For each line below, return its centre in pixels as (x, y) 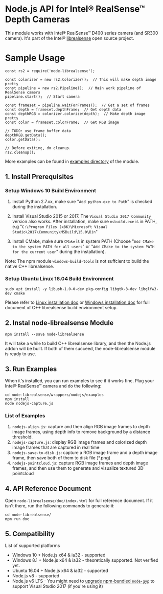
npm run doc (17, 519)
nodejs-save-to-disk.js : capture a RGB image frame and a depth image (85, 452)
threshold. (22, 437)
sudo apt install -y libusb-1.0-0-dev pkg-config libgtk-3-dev (71, 289)
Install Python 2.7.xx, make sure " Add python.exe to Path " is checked (82, 201)
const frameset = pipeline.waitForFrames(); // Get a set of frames (78, 105)
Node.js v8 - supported (36, 576)
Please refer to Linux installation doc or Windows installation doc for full (78, 302)
